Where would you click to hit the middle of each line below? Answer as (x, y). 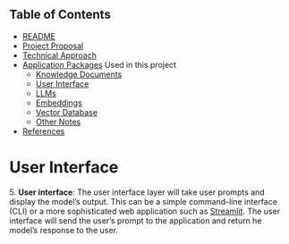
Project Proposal (53, 46)
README (39, 36)
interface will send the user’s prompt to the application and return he (136, 220)
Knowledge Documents (79, 74)
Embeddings (59, 103)
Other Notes (58, 122)
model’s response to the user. (64, 230)
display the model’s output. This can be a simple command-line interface (143, 201)
